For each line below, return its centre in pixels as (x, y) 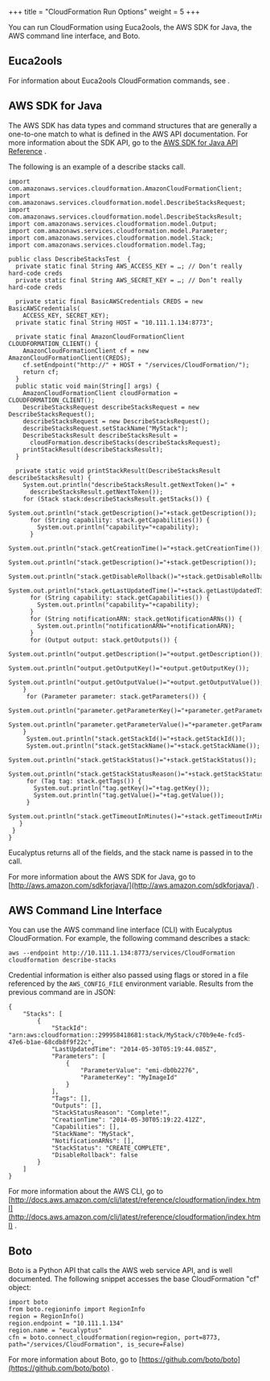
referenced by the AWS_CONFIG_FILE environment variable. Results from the (131, 984)
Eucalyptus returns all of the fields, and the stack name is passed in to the (131, 852)
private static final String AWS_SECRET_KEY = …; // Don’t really (129, 280)
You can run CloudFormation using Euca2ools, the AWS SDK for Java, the (130, 27)
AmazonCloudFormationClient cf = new (86, 351)
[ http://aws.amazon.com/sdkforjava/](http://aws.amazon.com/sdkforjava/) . (134, 885)
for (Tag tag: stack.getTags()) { (84, 781)
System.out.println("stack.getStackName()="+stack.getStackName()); (143, 746)
